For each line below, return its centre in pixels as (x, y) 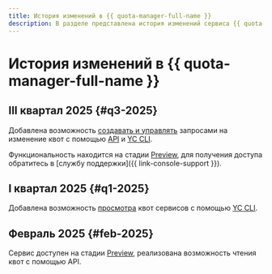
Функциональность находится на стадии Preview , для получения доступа (136, 154)
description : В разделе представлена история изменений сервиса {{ (125, 24)
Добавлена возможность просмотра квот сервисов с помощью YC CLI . (133, 208)
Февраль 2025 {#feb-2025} (81, 233)
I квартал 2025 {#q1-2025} (79, 188)
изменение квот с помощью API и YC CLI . (81, 139)
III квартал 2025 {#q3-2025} (83, 111)
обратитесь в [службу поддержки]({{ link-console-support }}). (115, 163)
